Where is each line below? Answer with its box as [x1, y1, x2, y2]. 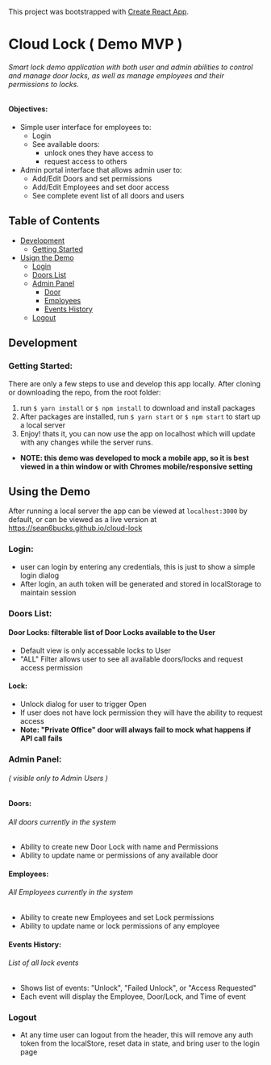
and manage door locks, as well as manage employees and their [8, 70, 224, 80]
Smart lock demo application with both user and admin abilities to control [8, 62, 253, 72]
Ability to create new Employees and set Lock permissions [19, 913, 215, 922]
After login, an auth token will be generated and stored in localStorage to [19, 578, 262, 588]
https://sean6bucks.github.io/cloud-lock [8, 524, 143, 533]
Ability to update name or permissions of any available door [19, 850, 219, 860]
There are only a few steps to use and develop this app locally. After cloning [8, 378, 261, 388]
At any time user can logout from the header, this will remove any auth [19, 1030, 254, 1040]
